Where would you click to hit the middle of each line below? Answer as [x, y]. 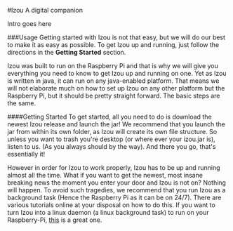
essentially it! [26, 154]
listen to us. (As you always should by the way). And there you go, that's [112, 146]
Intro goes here [29, 24]
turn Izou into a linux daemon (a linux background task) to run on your [108, 212]
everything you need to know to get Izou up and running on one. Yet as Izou [117, 73]
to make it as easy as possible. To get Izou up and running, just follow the [113, 45]
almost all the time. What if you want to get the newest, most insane [105, 175]
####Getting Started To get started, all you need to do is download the [109, 117]
